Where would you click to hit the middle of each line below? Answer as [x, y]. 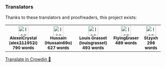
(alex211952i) [23, 43]
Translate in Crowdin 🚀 [28, 59]
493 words [93, 48]
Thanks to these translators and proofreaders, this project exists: [71, 18]
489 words [126, 43]
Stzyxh [151, 38]
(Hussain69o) [58, 43]
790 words [23, 48]
